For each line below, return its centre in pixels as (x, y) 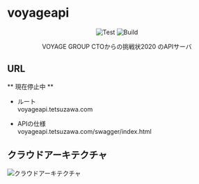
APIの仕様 (32, 123)
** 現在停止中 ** (30, 86)
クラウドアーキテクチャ (57, 155)
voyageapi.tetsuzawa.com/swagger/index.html (84, 131)
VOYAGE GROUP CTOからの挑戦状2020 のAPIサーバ (117, 46)
